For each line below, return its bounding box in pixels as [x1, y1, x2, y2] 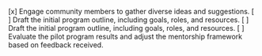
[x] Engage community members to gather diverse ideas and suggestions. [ [8, 7, 255, 16]
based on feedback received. [8, 40, 104, 50]
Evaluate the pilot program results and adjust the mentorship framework [8, 32, 243, 41]
